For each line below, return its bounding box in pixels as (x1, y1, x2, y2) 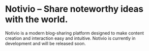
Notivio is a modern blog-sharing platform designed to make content (5, 30, 144, 36)
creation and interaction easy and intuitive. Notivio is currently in (5, 35, 136, 41)
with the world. (5, 14, 68, 25)
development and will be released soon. (5, 40, 86, 46)
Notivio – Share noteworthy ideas (5, 3, 144, 15)
